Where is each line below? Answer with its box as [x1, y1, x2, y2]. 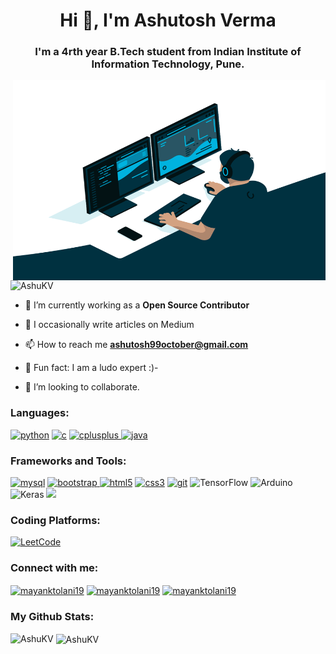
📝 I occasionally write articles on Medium [24, 319, 195, 331]
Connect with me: [10, 561, 99, 575]
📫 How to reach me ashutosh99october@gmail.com [24, 339, 249, 351]
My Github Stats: [10, 610, 95, 624]
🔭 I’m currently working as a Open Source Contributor [24, 299, 250, 311]
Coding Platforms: [10, 514, 101, 527]
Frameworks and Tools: [10, 454, 127, 468]
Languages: [10, 406, 70, 420]
